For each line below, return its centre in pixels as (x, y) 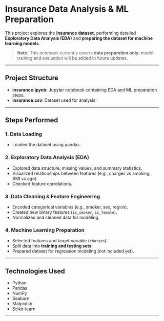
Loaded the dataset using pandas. (46, 145)
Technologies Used (35, 271)
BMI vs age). (25, 178)
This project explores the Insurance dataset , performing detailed (71, 33)
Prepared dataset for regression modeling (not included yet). (73, 251)
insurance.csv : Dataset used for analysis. (54, 100)
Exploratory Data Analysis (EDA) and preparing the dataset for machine (79, 38)
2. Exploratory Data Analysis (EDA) (47, 158)
